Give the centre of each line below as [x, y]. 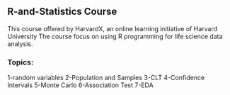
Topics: [21, 62]
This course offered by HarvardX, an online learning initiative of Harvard [113, 28]
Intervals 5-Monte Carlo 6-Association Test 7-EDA [80, 85]
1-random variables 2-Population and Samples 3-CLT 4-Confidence [106, 78]
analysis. [20, 44]
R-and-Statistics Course [62, 12]
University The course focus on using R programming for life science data [115, 36]
